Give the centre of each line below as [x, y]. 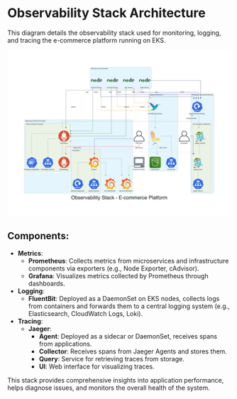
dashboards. [46, 283]
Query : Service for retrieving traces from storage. [111, 359]
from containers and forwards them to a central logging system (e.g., [129, 306]
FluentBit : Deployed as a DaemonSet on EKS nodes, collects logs [124, 298]
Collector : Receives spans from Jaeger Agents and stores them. [133, 351]
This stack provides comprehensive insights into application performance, [116, 380]
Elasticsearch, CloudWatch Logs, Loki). [86, 313]
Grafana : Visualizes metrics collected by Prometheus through [118, 275]
